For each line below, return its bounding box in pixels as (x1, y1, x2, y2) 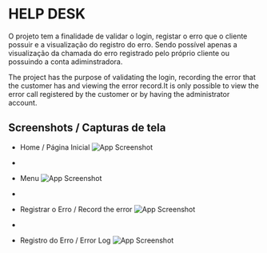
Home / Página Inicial (19, 142, 90, 152)
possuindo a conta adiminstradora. (8, 57, 123, 66)
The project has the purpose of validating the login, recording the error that (8, 72, 256, 82)
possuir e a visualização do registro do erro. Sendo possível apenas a (8, 39, 237, 49)
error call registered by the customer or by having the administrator (8, 89, 230, 98)
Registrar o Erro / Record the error (19, 204, 133, 214)
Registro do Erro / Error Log (19, 235, 111, 245)
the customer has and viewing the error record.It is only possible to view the (8, 81, 260, 90)
